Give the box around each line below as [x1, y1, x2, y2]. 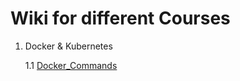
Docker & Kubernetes [24, 40, 113, 52]
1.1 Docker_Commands [24, 59, 118, 71]
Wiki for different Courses [10, 7, 231, 30]
